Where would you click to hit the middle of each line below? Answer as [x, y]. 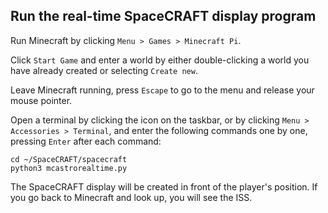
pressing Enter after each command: [86, 141]
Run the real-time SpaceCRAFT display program [163, 16]
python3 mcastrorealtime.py [69, 168]
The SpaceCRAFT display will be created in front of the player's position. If [164, 186]
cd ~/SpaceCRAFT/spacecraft [69, 159]
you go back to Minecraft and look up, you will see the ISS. [131, 197]
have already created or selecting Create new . [104, 70]
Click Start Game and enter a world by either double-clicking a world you [160, 60]
